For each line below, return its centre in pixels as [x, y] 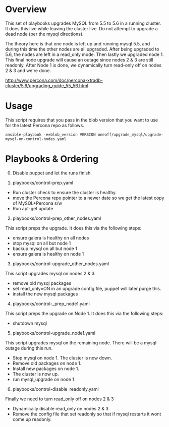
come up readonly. [32, 419]
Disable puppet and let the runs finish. [52, 173]
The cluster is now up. [36, 374]
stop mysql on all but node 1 [42, 243]
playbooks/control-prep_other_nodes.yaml [57, 218]
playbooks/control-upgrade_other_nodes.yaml [61, 264]
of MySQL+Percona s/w [37, 203]
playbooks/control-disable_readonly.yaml [56, 389]
